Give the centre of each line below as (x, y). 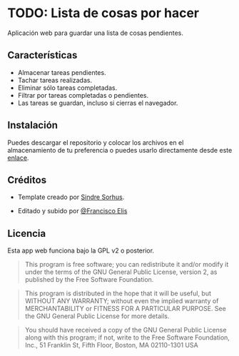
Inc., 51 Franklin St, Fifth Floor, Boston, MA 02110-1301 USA (111, 345)
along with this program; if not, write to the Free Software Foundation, (127, 337)
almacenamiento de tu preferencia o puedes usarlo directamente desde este (120, 150)
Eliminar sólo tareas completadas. (67, 88)
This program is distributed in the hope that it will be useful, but (118, 293)
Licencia (27, 233)
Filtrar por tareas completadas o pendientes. (83, 95)
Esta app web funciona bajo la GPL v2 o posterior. (81, 250)
